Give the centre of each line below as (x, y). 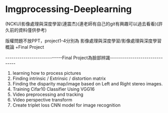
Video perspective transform (42, 99)
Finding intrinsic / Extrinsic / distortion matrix (59, 78)
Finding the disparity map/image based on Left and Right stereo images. (88, 83)
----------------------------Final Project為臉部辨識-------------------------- (84, 58)
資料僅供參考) (33, 30)
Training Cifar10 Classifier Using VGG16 (53, 89)
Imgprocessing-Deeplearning (69, 9)
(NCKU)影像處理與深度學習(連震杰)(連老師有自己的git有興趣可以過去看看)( (82, 24)
